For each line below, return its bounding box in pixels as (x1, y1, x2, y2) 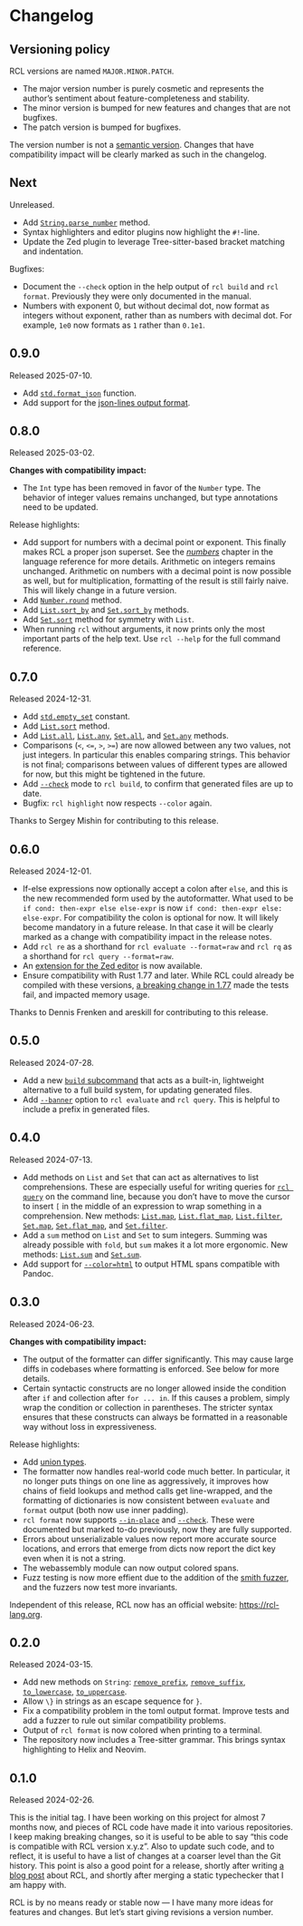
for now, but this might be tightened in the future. (22, 768, 206, 780)
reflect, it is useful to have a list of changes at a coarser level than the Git (9, 1851, 281, 1862)
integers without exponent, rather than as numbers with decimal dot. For (22, 309, 292, 320)
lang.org (9, 1608, 41, 1619)
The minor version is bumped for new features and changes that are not (22, 103, 291, 113)
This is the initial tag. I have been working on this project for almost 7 (9, 1812, 266, 1823)
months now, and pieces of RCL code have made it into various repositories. (9, 1822, 294, 1833)
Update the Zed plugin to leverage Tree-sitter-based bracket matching (22, 236, 285, 247)
